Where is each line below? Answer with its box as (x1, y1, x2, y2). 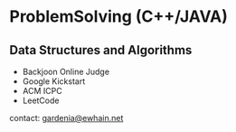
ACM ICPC (22, 86, 62, 96)
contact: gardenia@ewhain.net (9, 113, 124, 123)
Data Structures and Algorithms (9, 42, 193, 58)
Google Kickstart (22, 76, 86, 87)
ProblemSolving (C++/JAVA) (9, 6, 229, 27)
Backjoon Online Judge (22, 66, 110, 77)
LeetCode (22, 95, 60, 106)
